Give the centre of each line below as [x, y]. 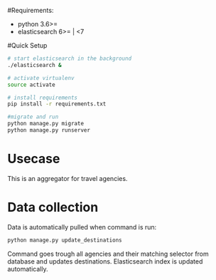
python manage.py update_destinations [65, 240]
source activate [31, 85]
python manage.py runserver [49, 130]
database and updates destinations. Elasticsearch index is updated [105, 261]
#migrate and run [33, 117]
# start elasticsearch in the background [70, 58]
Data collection [53, 207]
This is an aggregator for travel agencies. [67, 178]
